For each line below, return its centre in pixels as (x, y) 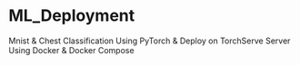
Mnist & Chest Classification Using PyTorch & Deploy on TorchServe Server (150, 41)
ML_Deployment (72, 16)
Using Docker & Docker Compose (71, 50)
